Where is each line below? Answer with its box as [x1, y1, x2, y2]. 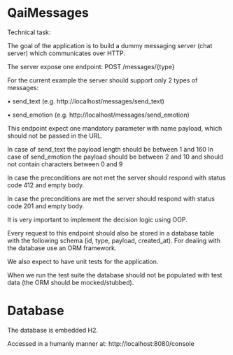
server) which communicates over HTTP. [7, 49, 126, 57]
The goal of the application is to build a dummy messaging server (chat [7, 41, 213, 50]
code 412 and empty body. [7, 180, 85, 189]
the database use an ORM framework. [7, 243, 117, 252]
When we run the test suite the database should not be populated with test [7, 270, 223, 279]
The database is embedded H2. [7, 326, 99, 334]
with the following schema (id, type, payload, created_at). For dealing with [7, 236, 220, 245]
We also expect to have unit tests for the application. [7, 257, 159, 266]
